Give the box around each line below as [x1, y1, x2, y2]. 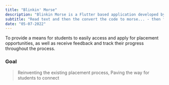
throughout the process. [5, 45, 55, 51]
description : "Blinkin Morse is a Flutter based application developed [5, 12, 158, 17]
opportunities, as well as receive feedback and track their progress [5, 40, 144, 46]
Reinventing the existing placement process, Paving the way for [17, 69, 150, 75]
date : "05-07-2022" [5, 21, 46, 26]
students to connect [17, 74, 59, 80]
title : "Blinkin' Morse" [5, 7, 57, 12]
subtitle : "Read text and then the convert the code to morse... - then [5, 16, 161, 21]
